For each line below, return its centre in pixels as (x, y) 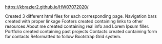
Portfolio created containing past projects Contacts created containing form (81, 31)
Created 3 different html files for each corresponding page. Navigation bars (81, 16)
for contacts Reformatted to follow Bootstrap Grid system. (63, 36)
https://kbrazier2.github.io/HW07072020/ (47, 7)
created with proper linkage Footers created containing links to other (74, 21)
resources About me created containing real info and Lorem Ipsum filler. (77, 26)
